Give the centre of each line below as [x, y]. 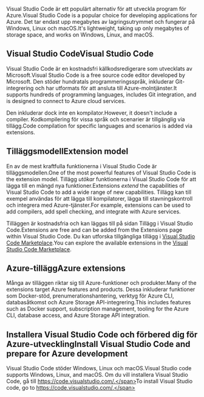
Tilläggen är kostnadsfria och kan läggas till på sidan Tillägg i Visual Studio [100, 223]
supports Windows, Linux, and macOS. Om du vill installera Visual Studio [97, 375]
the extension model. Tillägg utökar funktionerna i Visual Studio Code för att [101, 179]
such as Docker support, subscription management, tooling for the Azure [98, 309]
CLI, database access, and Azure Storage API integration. [78, 315]
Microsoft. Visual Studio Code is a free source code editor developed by [96, 75]
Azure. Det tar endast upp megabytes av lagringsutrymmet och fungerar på [101, 22]
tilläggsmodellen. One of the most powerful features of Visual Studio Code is [101, 173]
